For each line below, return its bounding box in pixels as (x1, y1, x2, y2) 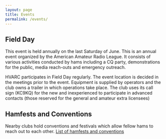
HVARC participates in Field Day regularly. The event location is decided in (5, 74, 159, 80)
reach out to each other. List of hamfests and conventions (5, 128, 124, 134)
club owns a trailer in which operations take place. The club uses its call (5, 84, 153, 90)
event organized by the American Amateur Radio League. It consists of (5, 53, 151, 60)
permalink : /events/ (5, 16, 48, 21)
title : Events (5, 12, 35, 17)
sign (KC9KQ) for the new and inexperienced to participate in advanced (5, 90, 152, 96)
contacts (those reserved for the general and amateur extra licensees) (5, 95, 150, 101)
